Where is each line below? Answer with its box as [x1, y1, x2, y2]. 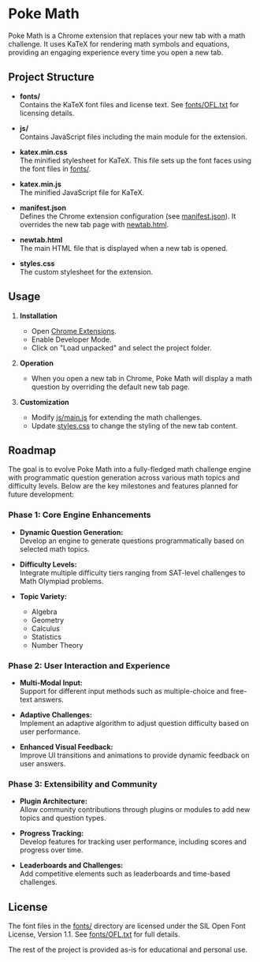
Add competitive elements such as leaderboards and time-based [19, 869, 231, 878]
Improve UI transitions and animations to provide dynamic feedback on [19, 751, 250, 760]
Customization [19, 397, 69, 406]
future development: [8, 490, 75, 500]
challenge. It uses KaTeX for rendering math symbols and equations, [8, 39, 230, 48]
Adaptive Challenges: [19, 709, 92, 719]
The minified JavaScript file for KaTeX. [19, 187, 144, 197]
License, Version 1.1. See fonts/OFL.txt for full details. [8, 930, 180, 939]
